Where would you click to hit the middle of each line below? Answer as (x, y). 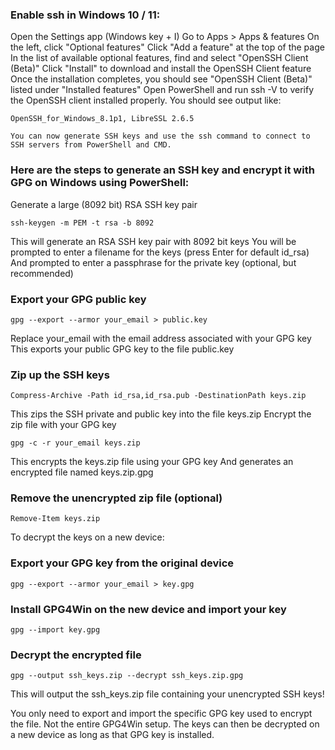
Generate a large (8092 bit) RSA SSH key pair (104, 204)
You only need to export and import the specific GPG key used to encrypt (161, 714)
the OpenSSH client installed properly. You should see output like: (146, 100)
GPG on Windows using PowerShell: (100, 183)
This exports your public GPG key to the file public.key (122, 349)
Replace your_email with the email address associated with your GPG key (161, 338)
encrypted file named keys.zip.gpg (82, 472)
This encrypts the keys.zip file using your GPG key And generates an (152, 462)
